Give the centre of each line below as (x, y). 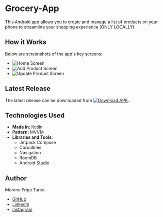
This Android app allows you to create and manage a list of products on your (81, 22)
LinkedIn (21, 204)
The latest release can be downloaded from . (67, 100)
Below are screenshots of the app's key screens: (54, 54)
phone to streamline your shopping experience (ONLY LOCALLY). (70, 27)
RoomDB (28, 158)
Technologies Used (35, 115)
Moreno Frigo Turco (25, 190)
